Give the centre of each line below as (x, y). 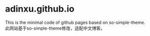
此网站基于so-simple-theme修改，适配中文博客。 (55, 28)
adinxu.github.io (40, 9)
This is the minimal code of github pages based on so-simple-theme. (75, 22)
